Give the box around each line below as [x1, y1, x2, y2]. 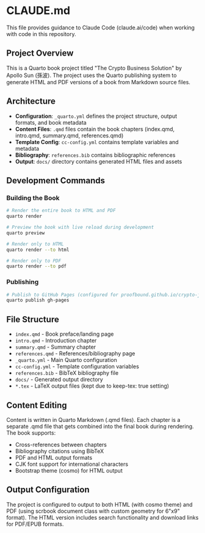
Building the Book [6, 194, 60, 202]
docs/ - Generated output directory [15, 376, 104, 383]
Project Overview [6, 48, 74, 59]
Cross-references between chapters [15, 441, 107, 448]
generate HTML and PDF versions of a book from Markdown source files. [6, 78, 191, 85]
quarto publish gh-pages [6, 297, 70, 303]
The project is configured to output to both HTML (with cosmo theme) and [6, 501, 193, 508]
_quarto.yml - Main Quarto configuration [15, 357, 117, 364]
